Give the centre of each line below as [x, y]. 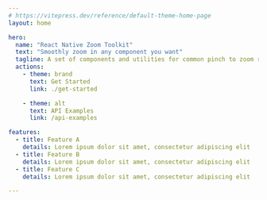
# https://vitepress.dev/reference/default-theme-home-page [110, 15]
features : [25, 133]
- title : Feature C [48, 169]
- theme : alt [44, 103]
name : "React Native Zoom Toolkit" [74, 44]
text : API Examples [61, 111]
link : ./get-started [63, 89]
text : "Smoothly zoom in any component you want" [99, 52]
